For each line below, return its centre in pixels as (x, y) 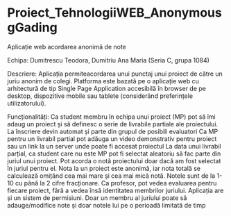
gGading (32, 27)
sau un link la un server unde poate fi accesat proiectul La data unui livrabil (114, 146)
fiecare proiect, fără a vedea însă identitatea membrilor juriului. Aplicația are (115, 190)
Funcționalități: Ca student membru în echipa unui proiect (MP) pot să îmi (112, 117)
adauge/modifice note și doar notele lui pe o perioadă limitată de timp (106, 205)
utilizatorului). (27, 103)
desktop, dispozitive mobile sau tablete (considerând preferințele (100, 96)
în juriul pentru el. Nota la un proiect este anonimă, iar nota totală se (104, 168)
